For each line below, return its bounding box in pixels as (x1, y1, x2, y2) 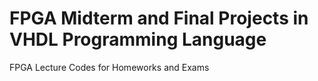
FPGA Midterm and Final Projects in (9, 7, 309, 30)
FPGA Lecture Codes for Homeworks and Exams (9, 61, 210, 73)
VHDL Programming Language (9, 28, 267, 51)
